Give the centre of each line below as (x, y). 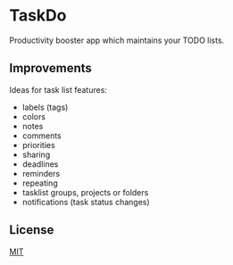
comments (42, 136)
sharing (36, 154)
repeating (40, 183)
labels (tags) (45, 107)
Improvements (50, 68)
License (32, 230)
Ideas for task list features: (58, 89)
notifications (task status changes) (86, 202)
